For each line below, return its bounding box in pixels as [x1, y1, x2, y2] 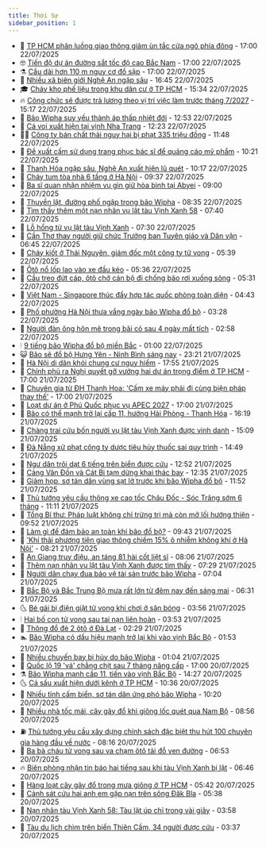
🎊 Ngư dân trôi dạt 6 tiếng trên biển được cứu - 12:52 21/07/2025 [19, 459, 232, 468]
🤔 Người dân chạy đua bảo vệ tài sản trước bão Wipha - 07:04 [19, 568, 222, 578]
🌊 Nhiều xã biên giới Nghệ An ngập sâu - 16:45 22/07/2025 [19, 75, 214, 84]
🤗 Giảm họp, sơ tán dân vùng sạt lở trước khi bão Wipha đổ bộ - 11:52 [19, 475, 246, 485]
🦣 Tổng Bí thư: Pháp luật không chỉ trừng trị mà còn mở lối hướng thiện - [19, 510, 256, 519]
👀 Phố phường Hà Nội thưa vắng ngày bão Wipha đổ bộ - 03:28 [19, 306, 228, 316]
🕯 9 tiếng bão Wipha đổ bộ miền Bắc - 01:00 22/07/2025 [19, 341, 203, 350]
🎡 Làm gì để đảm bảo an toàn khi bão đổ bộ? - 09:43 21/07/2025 [19, 526, 232, 536]
